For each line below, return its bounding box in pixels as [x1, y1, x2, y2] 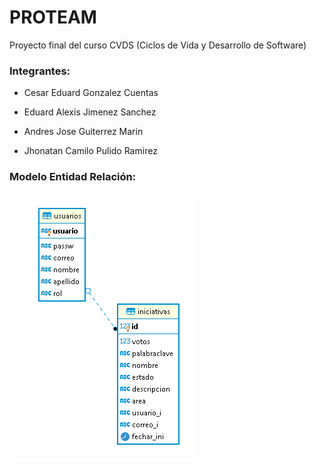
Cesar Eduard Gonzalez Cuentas [23, 87, 159, 99]
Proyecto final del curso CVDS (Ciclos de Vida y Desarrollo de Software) [9, 39, 307, 51]
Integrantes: [9, 64, 71, 78]
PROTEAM [9, 6, 97, 29]
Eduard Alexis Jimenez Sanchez [23, 106, 157, 118]
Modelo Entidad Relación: [9, 170, 137, 184]
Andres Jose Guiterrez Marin [23, 126, 144, 138]
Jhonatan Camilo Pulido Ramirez [23, 145, 158, 157]
